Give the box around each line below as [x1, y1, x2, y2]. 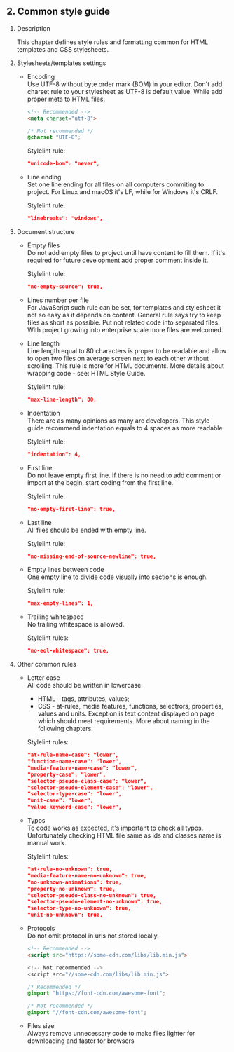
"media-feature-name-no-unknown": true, [27, 872, 147, 879]
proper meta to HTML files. [27, 95, 106, 103]
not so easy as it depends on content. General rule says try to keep [27, 310, 221, 319]
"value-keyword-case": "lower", [27, 804, 122, 811]
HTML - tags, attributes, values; [37, 695, 130, 703]
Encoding [27, 72, 55, 81]
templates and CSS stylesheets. [16, 45, 109, 53]
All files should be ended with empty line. [27, 526, 146, 534]
